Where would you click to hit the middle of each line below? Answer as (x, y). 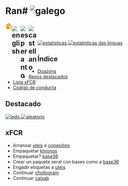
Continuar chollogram (36, 173)
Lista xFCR (24, 82)
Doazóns (47, 71)
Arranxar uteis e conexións (41, 145)
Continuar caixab (31, 178)
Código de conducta (34, 88)
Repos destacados (48, 77)
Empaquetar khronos (35, 151)
